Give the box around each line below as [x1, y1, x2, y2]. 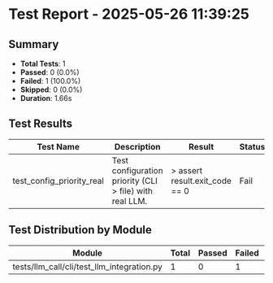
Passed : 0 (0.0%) [19, 67, 80, 77]
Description [114, 141, 161, 152]
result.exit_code [171, 175, 232, 186]
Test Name [37, 141, 80, 152]
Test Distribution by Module [8, 223, 153, 237]
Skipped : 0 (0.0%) [19, 85, 83, 94]
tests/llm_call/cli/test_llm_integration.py [12, 261, 162, 272]
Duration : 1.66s [19, 94, 72, 102]
